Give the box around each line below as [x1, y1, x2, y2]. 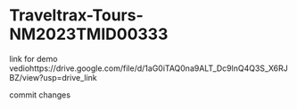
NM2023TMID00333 [9, 24, 169, 44]
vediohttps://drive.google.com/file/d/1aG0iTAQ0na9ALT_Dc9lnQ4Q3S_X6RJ [9, 63, 288, 74]
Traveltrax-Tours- [9, 5, 144, 26]
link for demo [9, 53, 58, 64]
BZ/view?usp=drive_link [9, 72, 98, 82]
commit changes [9, 90, 71, 100]
